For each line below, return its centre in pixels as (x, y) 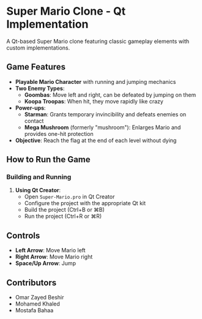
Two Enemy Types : (40, 88)
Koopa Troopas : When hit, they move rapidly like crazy (94, 101)
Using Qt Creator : (38, 190)
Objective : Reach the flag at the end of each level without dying (96, 140)
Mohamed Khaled (37, 304)
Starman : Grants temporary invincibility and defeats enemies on (105, 114)
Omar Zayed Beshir (39, 298)
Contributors (32, 283)
